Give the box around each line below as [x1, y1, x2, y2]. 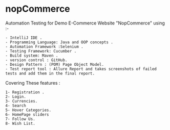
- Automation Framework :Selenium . [5, 44, 83, 49]
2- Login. [5, 94, 27, 99]
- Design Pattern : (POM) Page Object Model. [5, 62, 104, 67]
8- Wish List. [5, 121, 36, 126]
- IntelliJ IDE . [5, 35, 42, 40]
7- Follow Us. [5, 116, 36, 121]
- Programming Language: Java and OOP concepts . [5, 39, 114, 45]
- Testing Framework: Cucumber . [5, 48, 77, 54]
